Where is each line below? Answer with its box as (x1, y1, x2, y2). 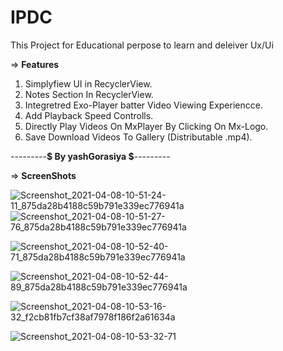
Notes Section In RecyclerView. (24, 88, 154, 100)
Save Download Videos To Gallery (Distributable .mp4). (24, 131, 253, 143)
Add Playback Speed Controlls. (24, 109, 154, 121)
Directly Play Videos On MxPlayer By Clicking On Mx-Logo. (24, 120, 269, 132)
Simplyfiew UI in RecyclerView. (24, 77, 153, 90)
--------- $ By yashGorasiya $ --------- (10, 150, 171, 162)
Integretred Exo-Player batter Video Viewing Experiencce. (24, 99, 263, 111)
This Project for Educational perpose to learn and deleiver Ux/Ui (10, 39, 274, 51)
